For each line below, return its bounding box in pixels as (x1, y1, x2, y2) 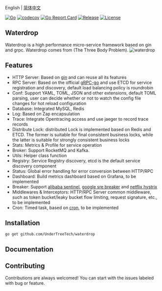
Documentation (5, 245, 54, 253)
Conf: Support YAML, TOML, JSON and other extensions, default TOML (12, 90, 157, 96)
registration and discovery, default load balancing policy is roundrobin (12, 84, 153, 90)
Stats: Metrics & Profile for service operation (12, 142, 102, 148)
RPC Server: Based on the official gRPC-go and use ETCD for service (12, 79, 152, 85)
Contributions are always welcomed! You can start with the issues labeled (5, 275, 154, 281)
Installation (5, 219, 40, 227)
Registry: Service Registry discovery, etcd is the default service (12, 158, 140, 163)
